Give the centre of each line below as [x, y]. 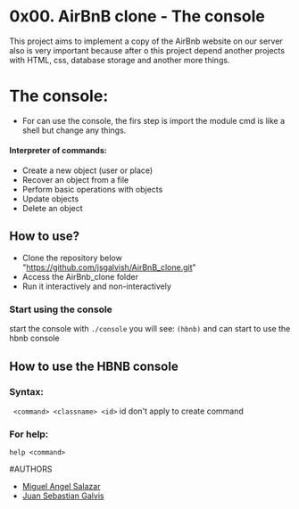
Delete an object [52, 209]
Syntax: [27, 391]
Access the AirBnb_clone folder [80, 276]
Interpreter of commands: [58, 151]
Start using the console [61, 309]
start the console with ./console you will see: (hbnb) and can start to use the [150, 329]
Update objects [50, 199]
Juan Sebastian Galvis [63, 496]
